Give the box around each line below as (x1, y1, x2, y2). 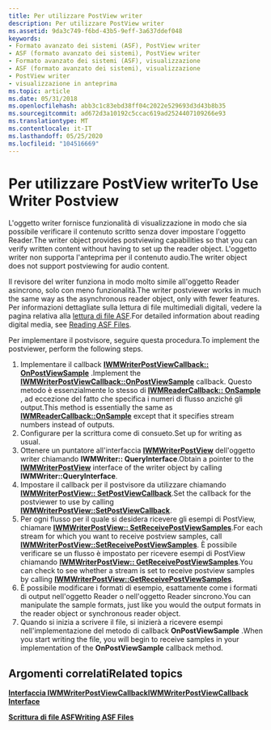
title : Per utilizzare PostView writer (8, 11, 143, 20)
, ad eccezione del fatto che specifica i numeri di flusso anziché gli (19, 394, 243, 404)
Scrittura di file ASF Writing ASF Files (8, 712, 134, 722)
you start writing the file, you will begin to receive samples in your (19, 635, 239, 644)
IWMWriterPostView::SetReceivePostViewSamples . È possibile (19, 540, 237, 550)
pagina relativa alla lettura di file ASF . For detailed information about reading (8, 311, 260, 321)
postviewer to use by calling (19, 497, 115, 507)
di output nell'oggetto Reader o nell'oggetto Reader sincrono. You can (19, 592, 252, 601)
